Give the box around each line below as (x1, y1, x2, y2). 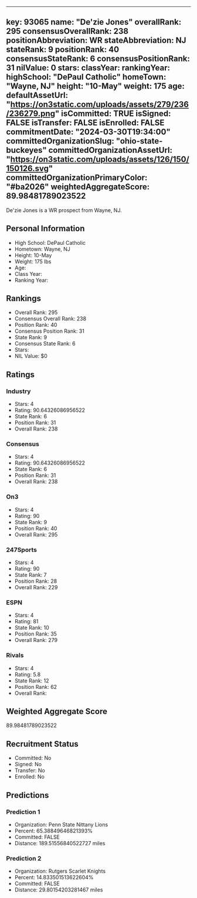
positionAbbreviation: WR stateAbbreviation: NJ (6, 36, 186, 46)
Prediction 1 (6, 808, 40, 816)
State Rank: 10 (14, 624, 50, 631)
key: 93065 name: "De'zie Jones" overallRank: (6, 17, 182, 27)
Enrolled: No (14, 773, 45, 780)
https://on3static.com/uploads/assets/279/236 (10, 100, 189, 110)
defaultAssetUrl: (6, 90, 69, 100)
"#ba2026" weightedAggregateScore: (6, 182, 150, 192)
